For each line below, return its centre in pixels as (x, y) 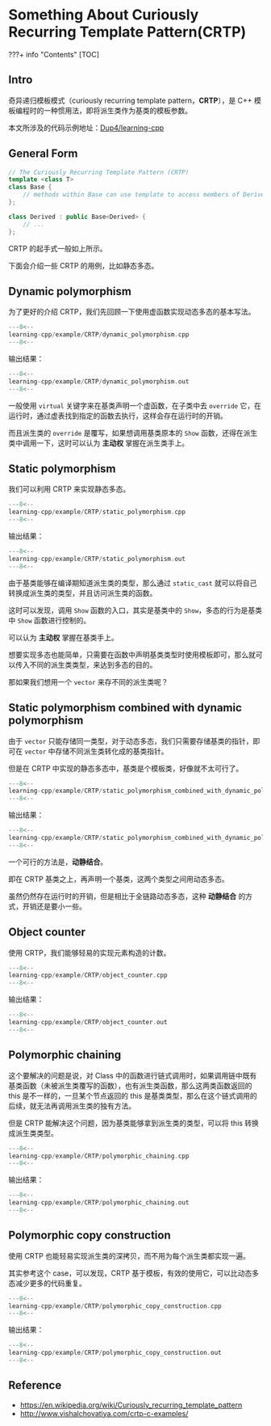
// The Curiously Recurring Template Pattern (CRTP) (99, 172)
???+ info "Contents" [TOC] (54, 54)
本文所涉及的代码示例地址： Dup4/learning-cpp (86, 128)
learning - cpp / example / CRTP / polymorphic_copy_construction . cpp (115, 1306)
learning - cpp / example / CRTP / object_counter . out (88, 1023)
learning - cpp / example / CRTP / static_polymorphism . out (97, 559)
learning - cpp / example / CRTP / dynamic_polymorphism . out (99, 382)
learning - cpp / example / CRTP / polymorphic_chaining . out (99, 1203)
